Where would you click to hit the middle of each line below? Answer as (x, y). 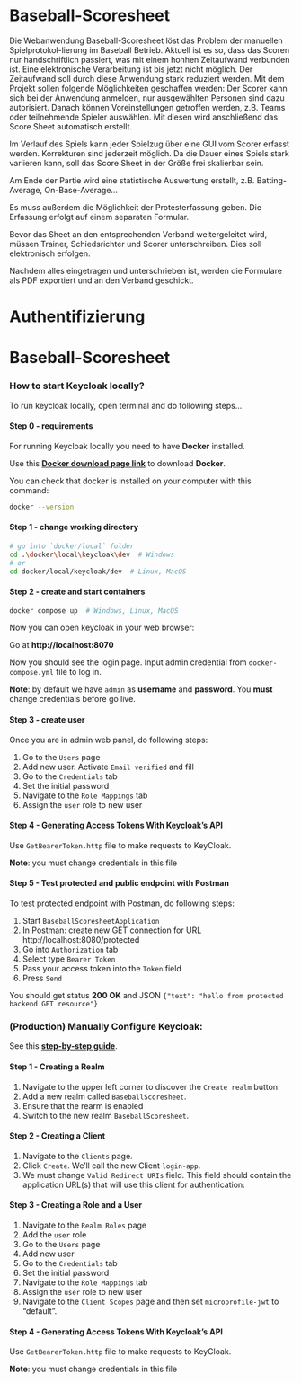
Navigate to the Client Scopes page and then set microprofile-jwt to (150, 1301)
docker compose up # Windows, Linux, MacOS (94, 611)
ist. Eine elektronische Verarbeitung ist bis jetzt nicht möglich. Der (131, 69)
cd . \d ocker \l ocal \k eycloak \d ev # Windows (92, 554)
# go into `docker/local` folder (72, 546)
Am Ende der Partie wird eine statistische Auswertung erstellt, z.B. (132, 180)
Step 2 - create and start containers (77, 591)
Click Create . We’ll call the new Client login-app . (111, 1166)
